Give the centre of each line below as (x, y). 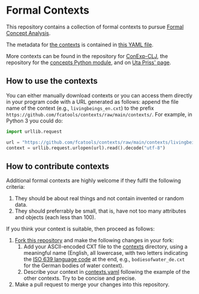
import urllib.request (34, 131)
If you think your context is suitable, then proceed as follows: (81, 229)
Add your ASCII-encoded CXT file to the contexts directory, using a (105, 246)
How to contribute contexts (58, 166)
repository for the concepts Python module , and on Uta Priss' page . (89, 62)
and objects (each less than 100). (55, 217)
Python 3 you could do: (35, 121)
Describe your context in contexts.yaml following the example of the (107, 272)
